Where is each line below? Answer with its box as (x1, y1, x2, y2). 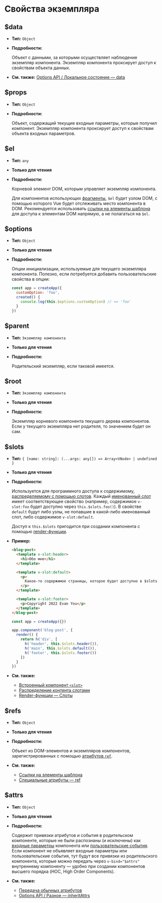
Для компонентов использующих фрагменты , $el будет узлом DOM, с (11, 195, 158, 201)
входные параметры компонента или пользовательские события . (11, 843, 149, 849)
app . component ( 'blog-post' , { (11, 628, 73, 633)
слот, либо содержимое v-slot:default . (11, 514, 95, 520)
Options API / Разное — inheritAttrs (18, 892, 90, 898)
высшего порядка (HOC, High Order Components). (11, 868, 115, 874)
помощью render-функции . (11, 529, 67, 535)
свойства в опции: (11, 276, 50, 282)
